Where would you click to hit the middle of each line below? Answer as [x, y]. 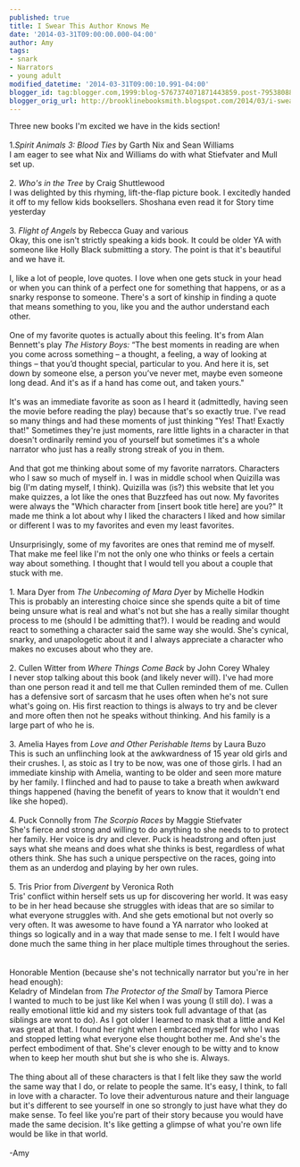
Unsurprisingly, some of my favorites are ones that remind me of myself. [142, 545]
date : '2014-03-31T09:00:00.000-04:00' [83, 34]
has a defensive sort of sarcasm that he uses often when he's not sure [139, 697]
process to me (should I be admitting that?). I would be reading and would [145, 621]
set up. [22, 164]
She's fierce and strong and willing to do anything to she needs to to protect [149, 830]
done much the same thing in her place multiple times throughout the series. [150, 944]
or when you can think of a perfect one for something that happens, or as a [147, 288]
